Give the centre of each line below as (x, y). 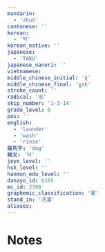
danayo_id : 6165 (30, 180)
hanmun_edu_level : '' (38, 174)
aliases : (20, 206)
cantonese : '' (28, 26)
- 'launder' (31, 129)
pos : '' (18, 116)
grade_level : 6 (29, 110)
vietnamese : (24, 71)
